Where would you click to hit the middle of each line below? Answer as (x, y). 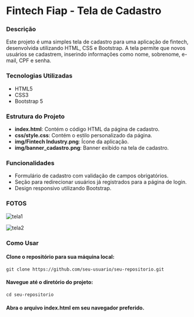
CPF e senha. (35, 60)
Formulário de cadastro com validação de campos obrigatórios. (91, 176)
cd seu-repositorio (30, 295)
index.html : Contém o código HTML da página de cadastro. (87, 129)
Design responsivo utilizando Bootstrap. (63, 188)
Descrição (21, 29)
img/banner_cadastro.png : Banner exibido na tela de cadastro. (92, 148)
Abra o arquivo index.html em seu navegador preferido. (75, 308)
